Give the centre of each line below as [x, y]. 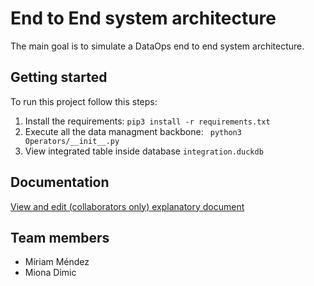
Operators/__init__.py [72, 141]
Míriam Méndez [57, 262]
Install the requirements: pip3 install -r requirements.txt [147, 121]
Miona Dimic [50, 273]
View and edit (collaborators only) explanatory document [127, 206]
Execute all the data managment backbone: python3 [133, 131]
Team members [60, 237]
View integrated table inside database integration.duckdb [144, 151]
